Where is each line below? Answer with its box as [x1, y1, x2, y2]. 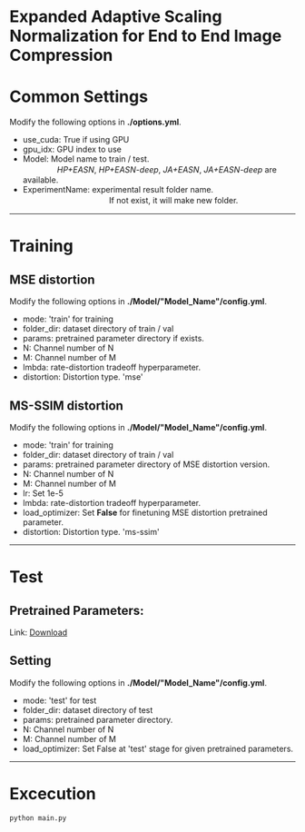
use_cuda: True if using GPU [22, 134, 130, 145]
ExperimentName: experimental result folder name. [22, 184, 214, 195]
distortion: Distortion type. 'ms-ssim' [22, 526, 161, 537]
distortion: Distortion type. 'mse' [22, 371, 143, 382]
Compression [9, 45, 113, 65]
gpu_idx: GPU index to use [22, 144, 123, 155]
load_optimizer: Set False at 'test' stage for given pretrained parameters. [22, 743, 293, 754]
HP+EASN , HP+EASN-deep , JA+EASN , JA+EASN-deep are [56, 164, 277, 175]
